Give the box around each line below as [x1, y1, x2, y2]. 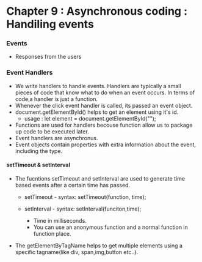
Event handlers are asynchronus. [15, 134, 98, 141]
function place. [33, 230, 71, 237]
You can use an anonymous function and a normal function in [33, 223, 188, 231]
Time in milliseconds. [33, 217, 87, 224]
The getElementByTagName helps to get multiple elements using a [15, 242, 183, 249]
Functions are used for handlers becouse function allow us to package [15, 121, 193, 129]
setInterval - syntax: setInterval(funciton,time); [24, 205, 142, 212]
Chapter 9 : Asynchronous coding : [6, 4, 188, 18]
